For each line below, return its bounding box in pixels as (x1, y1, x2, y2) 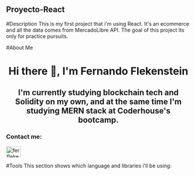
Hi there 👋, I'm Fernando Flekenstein (8, 64, 189, 78)
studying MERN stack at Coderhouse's (26, 106, 171, 116)
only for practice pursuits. (6, 32, 69, 40)
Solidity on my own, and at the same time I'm (15, 97, 182, 107)
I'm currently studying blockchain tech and (18, 88, 179, 98)
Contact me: (6, 133, 42, 141)
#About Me (6, 44, 33, 51)
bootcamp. (78, 115, 119, 125)
